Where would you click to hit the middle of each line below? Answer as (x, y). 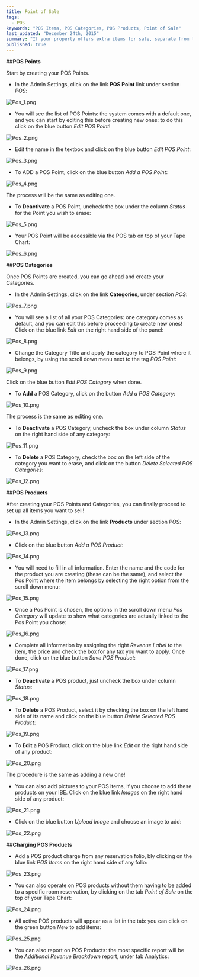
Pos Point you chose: (41, 622)
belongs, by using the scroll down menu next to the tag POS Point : (95, 359)
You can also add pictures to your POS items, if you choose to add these (103, 786)
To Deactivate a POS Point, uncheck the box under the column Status (100, 206)
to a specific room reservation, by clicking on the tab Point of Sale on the (104, 891)
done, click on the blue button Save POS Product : (75, 657)
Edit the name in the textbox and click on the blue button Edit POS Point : (103, 149)
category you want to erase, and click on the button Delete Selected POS (104, 463)
